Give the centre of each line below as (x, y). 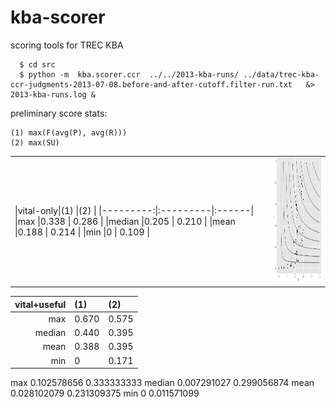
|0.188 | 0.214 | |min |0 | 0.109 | (82, 232)
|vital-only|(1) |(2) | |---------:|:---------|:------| (134, 210)
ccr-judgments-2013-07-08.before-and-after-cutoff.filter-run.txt (151, 84)
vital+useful (40, 304)
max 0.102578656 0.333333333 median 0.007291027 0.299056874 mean (162, 383)
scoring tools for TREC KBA (67, 45)
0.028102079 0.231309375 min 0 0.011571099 (105, 393)
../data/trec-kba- (281, 74)
